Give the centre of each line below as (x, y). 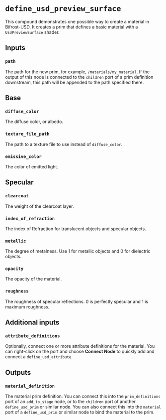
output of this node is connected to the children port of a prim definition (79, 77)
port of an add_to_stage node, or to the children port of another (70, 402)
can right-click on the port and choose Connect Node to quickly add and (80, 351)
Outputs (18, 372)
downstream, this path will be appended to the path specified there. (75, 82)
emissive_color (24, 156)
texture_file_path (27, 134)
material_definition (30, 386)
